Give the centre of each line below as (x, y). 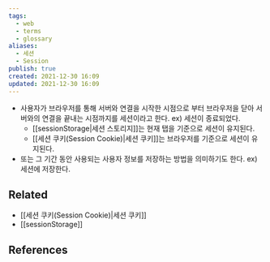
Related (28, 194)
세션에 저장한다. (45, 169)
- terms (29, 31)
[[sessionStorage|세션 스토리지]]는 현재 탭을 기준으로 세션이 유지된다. (144, 128)
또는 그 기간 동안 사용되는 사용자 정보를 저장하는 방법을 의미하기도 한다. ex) (139, 158)
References (38, 249)
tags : (17, 16)
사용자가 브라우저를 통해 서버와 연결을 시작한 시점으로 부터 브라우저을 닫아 (137, 108)
